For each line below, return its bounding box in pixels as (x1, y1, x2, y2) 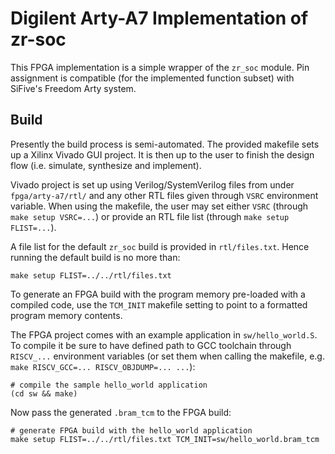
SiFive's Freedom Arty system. (10, 82, 137, 94)
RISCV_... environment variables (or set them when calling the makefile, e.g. (10, 350, 325, 362)
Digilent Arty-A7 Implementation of (10, 7, 309, 30)
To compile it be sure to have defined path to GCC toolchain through (10, 339, 292, 351)
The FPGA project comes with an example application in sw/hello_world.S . (10, 328, 318, 341)
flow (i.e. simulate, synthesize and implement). (10, 159, 202, 171)
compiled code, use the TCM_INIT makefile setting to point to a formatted (10, 298, 308, 311)
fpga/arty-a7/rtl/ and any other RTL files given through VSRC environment (10, 189, 319, 201)
